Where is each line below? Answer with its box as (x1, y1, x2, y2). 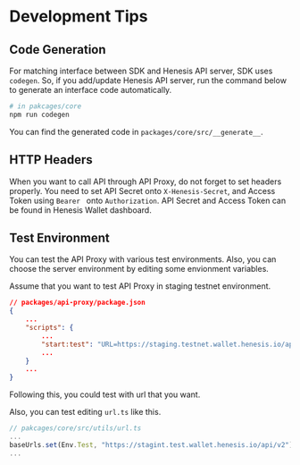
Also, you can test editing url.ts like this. (9, 407, 162, 418)
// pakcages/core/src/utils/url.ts (9, 424, 142, 433)
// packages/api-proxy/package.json (9, 298, 146, 308)
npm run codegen (9, 110, 70, 119)
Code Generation (9, 42, 106, 57)
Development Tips (9, 6, 148, 27)
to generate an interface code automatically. (9, 85, 172, 95)
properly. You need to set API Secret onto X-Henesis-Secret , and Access (9, 185, 276, 196)
